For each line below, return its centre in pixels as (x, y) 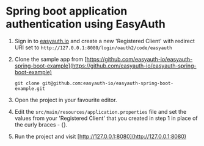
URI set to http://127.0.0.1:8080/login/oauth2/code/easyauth (93, 47)
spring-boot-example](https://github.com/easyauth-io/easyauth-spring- (105, 66)
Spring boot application (67, 11)
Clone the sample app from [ (50, 59)
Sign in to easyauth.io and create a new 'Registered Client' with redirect (104, 41)
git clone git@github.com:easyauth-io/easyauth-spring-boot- (94, 83)
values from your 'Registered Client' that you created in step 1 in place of (106, 118)
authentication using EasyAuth (86, 24)
